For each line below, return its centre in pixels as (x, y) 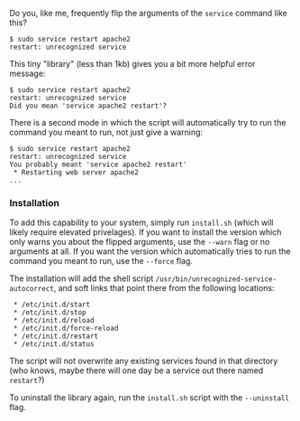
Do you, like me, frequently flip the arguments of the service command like (148, 13)
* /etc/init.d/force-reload (66, 329)
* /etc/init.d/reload (54, 321)
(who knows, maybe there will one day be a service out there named (136, 370)
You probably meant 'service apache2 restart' (98, 164)
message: (27, 73)
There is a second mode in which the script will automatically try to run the (148, 122)
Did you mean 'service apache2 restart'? (88, 106)
